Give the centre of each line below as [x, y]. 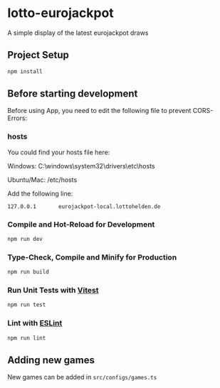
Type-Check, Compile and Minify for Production [92, 257]
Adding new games [51, 360]
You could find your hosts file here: [59, 152]
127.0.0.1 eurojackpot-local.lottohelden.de [84, 206]
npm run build [28, 272]
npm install [25, 71]
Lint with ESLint [35, 323]
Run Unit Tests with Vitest [53, 290]
